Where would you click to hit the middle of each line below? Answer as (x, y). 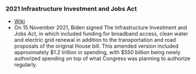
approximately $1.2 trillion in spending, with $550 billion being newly (97, 52)
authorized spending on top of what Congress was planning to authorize (102, 59)
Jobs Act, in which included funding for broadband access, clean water (101, 34)
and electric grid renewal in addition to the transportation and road (95, 40)
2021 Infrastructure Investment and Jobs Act (71, 9)
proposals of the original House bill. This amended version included (96, 46)
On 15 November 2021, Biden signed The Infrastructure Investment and (100, 27)
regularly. (26, 65)
